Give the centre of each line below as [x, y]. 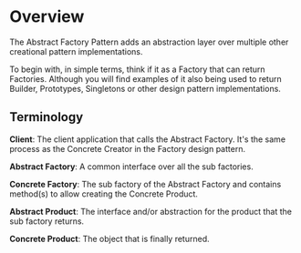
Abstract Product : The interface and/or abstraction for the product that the [150, 211]
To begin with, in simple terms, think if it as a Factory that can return [138, 69]
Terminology [47, 117]
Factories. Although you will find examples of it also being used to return [145, 78]
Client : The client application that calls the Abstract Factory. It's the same [147, 139]
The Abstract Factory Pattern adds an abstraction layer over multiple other [149, 42]
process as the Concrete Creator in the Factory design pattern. [128, 148]
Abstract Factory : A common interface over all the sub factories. [131, 167]
